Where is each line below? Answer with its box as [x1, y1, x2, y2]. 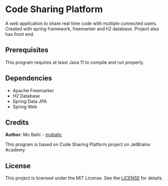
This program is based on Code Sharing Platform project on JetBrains [5, 141, 150, 147]
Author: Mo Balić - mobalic [5, 132, 62, 138]
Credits [5, 118, 29, 127]
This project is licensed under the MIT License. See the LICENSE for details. [5, 175, 163, 181]
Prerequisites [5, 46, 49, 54]
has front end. [5, 31, 34, 37]
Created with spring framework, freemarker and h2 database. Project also [5, 25, 159, 31]
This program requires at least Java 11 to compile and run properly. [5, 59, 144, 65]
